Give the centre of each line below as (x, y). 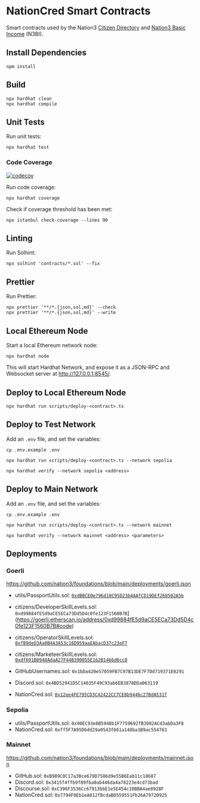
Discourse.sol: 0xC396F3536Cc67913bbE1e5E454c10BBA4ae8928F (89, 788)
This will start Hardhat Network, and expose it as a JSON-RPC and (88, 367)
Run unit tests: (24, 136)
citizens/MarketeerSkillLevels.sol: (56, 654)
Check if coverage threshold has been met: (59, 209)
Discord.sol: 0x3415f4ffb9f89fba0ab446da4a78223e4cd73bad (86, 782)
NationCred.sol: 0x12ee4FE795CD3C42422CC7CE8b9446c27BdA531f (91, 694)
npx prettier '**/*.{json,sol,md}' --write (61, 313)
